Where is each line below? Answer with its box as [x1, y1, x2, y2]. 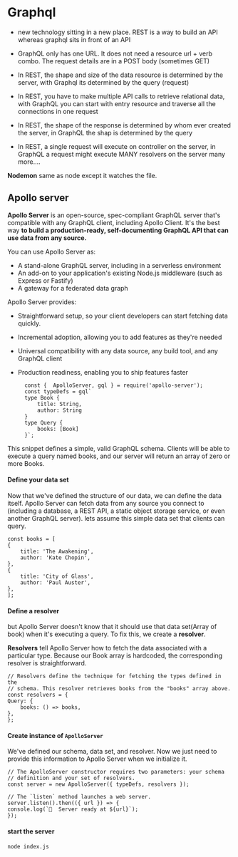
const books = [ [7, 535, 56, 542]
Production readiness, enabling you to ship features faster [17, 368, 189, 376]
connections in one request [17, 107, 98, 115]
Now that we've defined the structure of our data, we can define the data [7, 491, 222, 499]
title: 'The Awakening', [20, 548, 94, 555]
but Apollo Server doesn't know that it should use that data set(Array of [7, 623, 217, 631]
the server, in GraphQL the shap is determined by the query [17, 128, 193, 137]
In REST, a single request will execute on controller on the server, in [17, 142, 216, 150]
